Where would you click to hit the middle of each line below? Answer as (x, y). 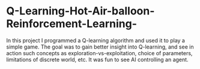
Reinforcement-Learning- (71, 24)
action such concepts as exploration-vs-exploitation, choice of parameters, (99, 53)
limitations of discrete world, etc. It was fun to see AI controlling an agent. (97, 59)
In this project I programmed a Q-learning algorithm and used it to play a (95, 40)
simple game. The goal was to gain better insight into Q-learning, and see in (100, 47)
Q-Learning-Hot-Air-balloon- (80, 11)
